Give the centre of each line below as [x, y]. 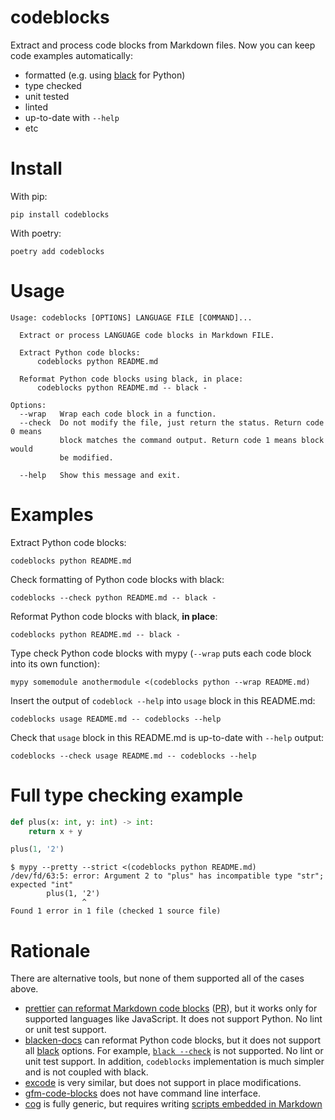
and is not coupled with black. [86, 1072]
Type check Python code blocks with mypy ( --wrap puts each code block [161, 653]
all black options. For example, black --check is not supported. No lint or [174, 1051]
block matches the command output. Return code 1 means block [192, 440]
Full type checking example [127, 795]
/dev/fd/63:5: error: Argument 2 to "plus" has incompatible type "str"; [167, 876]
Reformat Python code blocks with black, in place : [114, 616]
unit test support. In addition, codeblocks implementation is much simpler [174, 1062]
